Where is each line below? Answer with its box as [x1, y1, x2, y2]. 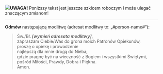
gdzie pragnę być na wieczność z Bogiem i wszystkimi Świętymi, [16, 54, 147, 60]
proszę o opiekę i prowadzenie [16, 44, 79, 49]
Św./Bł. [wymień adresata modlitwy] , [16, 34, 93, 39]
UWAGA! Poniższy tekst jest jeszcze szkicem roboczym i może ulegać [10, 5, 151, 11]
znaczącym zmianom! [5, 10, 49, 16]
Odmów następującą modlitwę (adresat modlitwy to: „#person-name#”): [5, 24, 150, 30]
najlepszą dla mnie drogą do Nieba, [16, 49, 88, 54]
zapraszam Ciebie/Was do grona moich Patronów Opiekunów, [16, 38, 141, 44]
